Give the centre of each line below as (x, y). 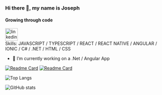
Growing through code (29, 20)
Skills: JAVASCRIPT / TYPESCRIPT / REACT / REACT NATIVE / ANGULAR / (81, 43)
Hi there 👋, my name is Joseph (43, 8)
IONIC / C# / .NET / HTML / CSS (38, 49)
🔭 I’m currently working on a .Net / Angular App (61, 58)
